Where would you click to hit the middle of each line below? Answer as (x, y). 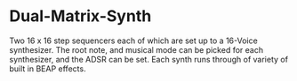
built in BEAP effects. (48, 69)
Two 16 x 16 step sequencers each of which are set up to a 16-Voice (133, 40)
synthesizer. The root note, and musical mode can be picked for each (136, 49)
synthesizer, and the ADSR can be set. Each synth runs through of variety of (149, 59)
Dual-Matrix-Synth (80, 16)
